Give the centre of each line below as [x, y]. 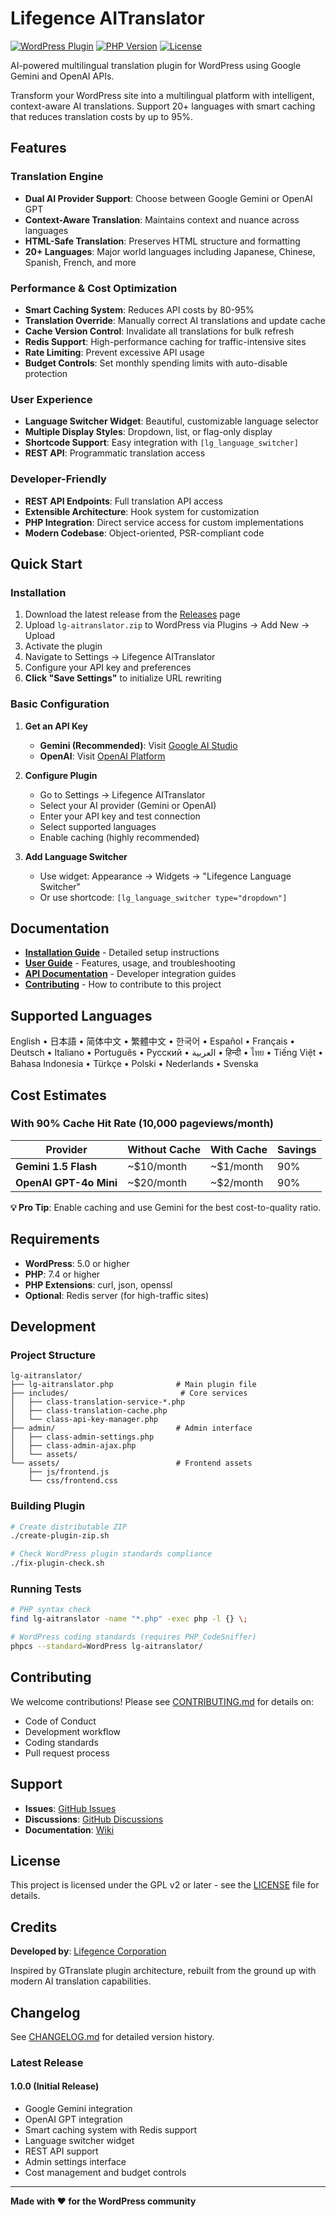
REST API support [61, 2151]
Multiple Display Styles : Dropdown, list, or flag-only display [148, 432]
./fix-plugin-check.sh [57, 1563]
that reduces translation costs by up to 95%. [101, 116]
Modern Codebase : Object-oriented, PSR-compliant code [144, 533]
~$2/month [236, 1182]
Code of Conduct [60, 1721]
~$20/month [157, 1182]
